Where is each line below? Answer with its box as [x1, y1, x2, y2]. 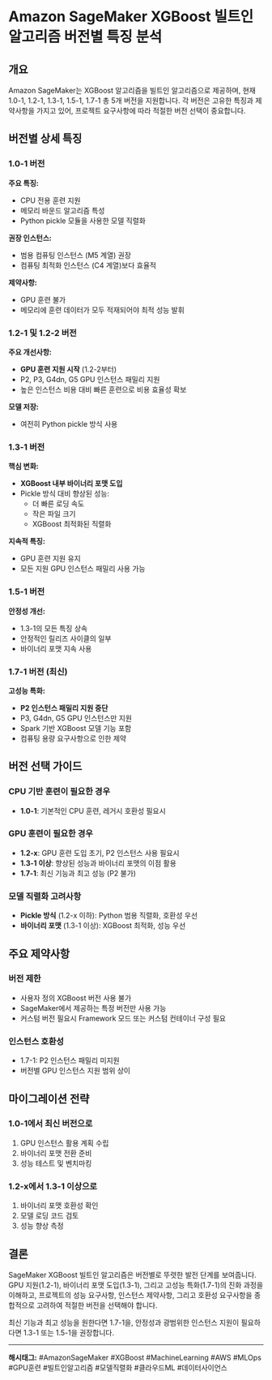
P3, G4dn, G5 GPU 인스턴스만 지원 [19, 713, 132, 723]
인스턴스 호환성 [8, 1035, 65, 1047]
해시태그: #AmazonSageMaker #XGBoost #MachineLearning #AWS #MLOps [8, 1352, 261, 1362]
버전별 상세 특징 [8, 131, 83, 146]
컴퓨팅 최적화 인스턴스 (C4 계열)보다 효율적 [19, 260, 156, 270]
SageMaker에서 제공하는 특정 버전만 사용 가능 [19, 1003, 167, 1012]
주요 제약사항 [8, 947, 70, 961]
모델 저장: [8, 402, 39, 411]
